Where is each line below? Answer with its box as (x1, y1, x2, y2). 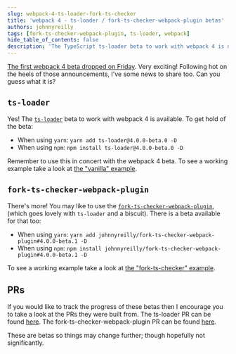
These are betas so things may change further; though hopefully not (7, 331, 206, 340)
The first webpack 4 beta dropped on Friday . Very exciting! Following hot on (7, 63, 228, 70)
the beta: (7, 122, 34, 130)
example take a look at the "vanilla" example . (7, 164, 138, 172)
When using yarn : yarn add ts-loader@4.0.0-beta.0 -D (17, 135, 178, 144)
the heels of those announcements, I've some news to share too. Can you (7, 70, 221, 78)
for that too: (7, 216, 41, 225)
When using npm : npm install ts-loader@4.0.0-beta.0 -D (17, 143, 184, 151)
